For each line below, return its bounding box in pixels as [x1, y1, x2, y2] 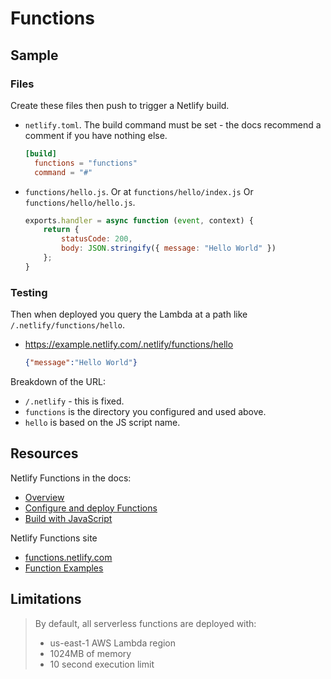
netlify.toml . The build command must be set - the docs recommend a [24, 118, 322, 131]
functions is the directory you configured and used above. [24, 405, 267, 417]
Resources [10, 445, 79, 462]
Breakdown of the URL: [10, 375, 106, 387]
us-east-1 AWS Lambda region [49, 637, 177, 649]
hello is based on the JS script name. [24, 416, 181, 428]
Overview [24, 491, 65, 503]
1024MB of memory [49, 647, 132, 659]
